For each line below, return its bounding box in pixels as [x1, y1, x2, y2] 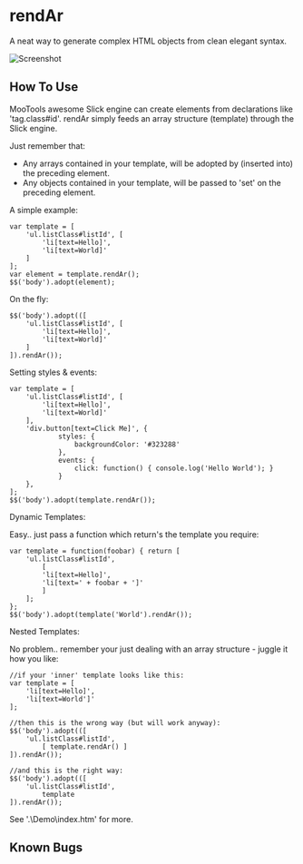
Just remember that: [9, 140, 86, 151]
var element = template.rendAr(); [9, 270, 141, 279]
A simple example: [9, 204, 79, 215]
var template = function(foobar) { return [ [9, 546, 181, 555]
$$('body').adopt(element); [9, 278, 116, 287]
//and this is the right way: [9, 766, 124, 775]
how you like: [9, 653, 59, 663]
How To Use [9, 79, 79, 95]
